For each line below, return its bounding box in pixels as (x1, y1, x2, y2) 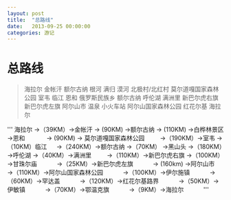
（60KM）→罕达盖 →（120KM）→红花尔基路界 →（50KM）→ (7, 177, 219, 186)
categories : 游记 (7, 29, 55, 36)
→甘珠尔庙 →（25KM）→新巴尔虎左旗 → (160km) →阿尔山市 (7, 159, 215, 168)
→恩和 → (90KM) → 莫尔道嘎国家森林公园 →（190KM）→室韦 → (7, 134, 223, 142)
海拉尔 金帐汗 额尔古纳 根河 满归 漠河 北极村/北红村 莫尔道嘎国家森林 (23, 85, 219, 93)
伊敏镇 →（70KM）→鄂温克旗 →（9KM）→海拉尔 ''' (7, 186, 210, 194)
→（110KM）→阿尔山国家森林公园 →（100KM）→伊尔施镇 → (7, 168, 216, 177)
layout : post (7, 10, 45, 17)
